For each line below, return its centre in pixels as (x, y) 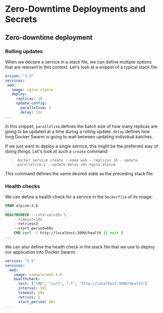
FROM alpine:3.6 (21, 206)
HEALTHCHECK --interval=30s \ (36, 215)
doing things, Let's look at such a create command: (57, 151)
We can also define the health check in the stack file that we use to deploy (80, 247)
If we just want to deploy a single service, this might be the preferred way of (82, 146)
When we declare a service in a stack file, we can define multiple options (79, 62)
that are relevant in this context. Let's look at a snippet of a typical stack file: (82, 67)
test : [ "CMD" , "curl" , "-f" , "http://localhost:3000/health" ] (82, 284)
